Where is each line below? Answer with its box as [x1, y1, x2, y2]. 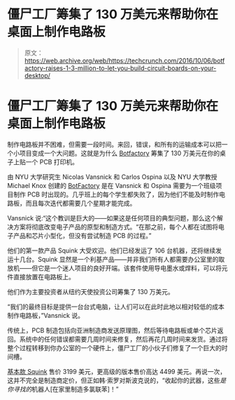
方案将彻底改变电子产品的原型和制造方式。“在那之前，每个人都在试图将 [13, 222, 219, 231]
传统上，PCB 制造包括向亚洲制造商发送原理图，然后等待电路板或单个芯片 [7, 326, 218, 334]
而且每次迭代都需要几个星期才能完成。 [25, 199, 136, 207]
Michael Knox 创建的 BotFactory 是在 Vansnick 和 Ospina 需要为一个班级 [7, 181, 216, 189]
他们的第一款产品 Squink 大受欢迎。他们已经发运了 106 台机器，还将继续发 [7, 246, 222, 255]
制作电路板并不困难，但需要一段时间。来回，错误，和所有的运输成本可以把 [7, 140, 222, 148]
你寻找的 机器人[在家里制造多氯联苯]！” [7, 385, 119, 393]
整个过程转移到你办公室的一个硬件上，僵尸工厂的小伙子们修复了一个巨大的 [7, 343, 222, 352]
